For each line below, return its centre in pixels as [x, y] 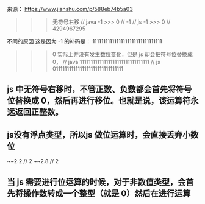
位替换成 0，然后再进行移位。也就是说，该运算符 [99, 101]
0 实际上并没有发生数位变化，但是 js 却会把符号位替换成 [122, 54]
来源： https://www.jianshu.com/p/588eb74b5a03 [70, 9]
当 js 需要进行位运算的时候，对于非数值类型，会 [96, 182]
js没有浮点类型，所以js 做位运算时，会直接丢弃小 [99, 135]
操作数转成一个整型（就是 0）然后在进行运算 [107, 193]
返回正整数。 [39, 112]
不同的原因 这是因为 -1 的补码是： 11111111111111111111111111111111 [85, 41]
